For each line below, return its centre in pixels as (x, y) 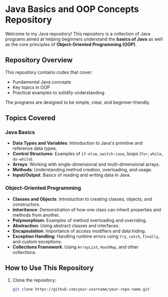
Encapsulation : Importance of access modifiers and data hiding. (79, 231)
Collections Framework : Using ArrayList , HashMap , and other (75, 247)
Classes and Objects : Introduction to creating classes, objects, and (82, 199)
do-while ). (23, 159)
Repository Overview (39, 60)
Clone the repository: (34, 280)
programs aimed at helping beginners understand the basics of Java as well (84, 39)
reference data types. (35, 148)
